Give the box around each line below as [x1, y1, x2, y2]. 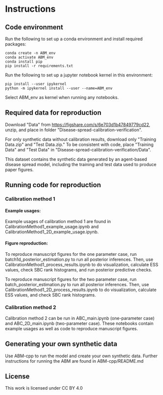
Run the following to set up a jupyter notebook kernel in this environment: [5, 72, 153, 78]
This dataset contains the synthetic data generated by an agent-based [5, 156, 147, 162]
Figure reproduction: [5, 240, 48, 246]
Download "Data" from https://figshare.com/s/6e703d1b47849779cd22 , [5, 122, 151, 127]
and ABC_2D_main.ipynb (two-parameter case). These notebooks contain [5, 320, 154, 326]
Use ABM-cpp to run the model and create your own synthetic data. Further [5, 353, 158, 359]
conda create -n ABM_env [5, 50, 56, 55]
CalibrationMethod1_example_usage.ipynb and [5, 224, 99, 230]
